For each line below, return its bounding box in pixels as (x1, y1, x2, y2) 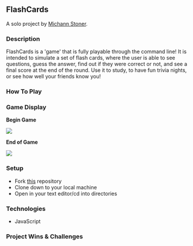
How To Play (6, 88, 42, 96)
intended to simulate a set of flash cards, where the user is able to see (6, 54, 175, 61)
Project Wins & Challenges (6, 232, 83, 240)
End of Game (6, 138, 38, 145)
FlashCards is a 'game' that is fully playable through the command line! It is (6, 48, 187, 55)
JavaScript (14, 217, 41, 224)
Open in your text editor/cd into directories (14, 190, 118, 197)
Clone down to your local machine (14, 183, 98, 190)
